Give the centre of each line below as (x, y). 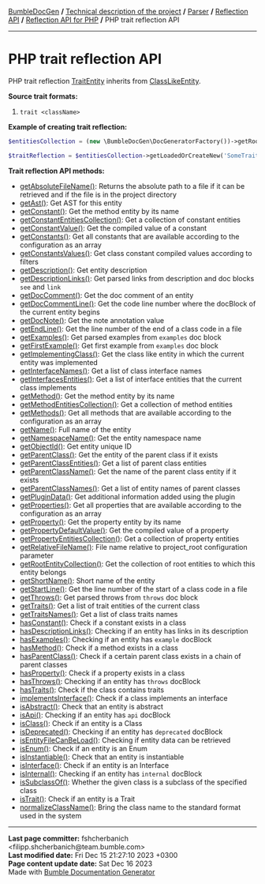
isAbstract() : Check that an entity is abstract (91, 706)
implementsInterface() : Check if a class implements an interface (124, 698)
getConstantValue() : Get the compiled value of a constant (113, 228)
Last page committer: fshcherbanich (68, 838)
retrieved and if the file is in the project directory (98, 194)
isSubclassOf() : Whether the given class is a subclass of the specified (133, 782)
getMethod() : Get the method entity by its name (97, 396)
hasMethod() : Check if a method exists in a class (99, 648)
